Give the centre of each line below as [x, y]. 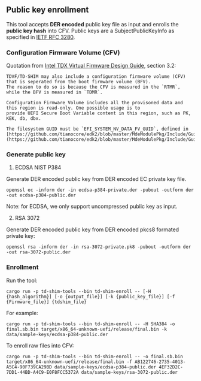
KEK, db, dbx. [24, 119]
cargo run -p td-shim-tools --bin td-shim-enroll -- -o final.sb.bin [95, 356]
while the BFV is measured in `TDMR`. [54, 92]
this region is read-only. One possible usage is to [73, 108]
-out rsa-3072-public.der [38, 252]
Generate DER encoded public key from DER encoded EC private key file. [96, 179]
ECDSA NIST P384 [38, 168]
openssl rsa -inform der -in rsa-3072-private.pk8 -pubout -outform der [99, 247]
